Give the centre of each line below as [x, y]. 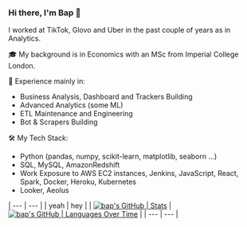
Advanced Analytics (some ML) [71, 105]
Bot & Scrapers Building [59, 122]
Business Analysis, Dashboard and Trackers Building [106, 97]
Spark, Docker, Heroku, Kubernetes [78, 182]
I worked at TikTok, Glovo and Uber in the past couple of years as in [120, 30]
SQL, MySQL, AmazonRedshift [70, 165]
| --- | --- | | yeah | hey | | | [90, 205]
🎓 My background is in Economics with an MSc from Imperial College [123, 54]
